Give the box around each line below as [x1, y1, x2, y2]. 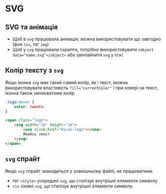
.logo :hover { [5, 99, 35, 104]
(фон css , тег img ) [12, 41, 49, 47]
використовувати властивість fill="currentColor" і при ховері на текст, [5, 85, 158, 91]
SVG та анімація [5, 23, 58, 31]
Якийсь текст [23, 132, 50, 137]
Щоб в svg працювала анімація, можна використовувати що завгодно [12, 36, 161, 42]
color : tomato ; [14, 104, 46, 109]
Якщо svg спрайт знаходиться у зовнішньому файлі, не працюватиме [5, 168, 153, 174]
